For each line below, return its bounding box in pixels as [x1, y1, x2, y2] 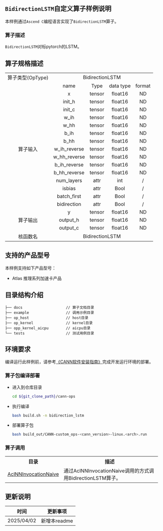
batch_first [57, 193, 81, 199]
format [135, 82, 151, 89]
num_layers [55, 177, 82, 183]
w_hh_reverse [53, 153, 85, 160]
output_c [59, 224, 79, 231]
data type [109, 82, 131, 89]
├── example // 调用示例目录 [5, 310, 95, 315]
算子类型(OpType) [7, 74, 49, 81]
